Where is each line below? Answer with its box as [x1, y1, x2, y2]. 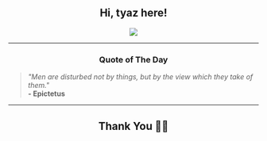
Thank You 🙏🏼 [98, 119, 169, 133]
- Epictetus [27, 89, 66, 98]
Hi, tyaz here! [99, 6, 168, 20]
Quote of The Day [99, 54, 168, 65]
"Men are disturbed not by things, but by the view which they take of [27, 72, 253, 82]
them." [27, 81, 50, 90]
